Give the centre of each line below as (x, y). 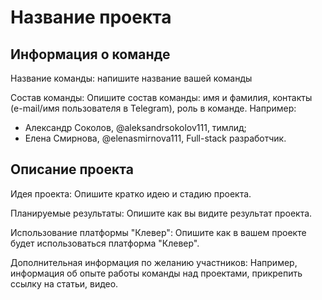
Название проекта (91, 17)
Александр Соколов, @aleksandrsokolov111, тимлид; (135, 127)
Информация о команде (90, 54)
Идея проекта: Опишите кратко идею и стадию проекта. (131, 193)
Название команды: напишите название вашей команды (131, 78)
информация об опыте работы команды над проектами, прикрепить (156, 273)
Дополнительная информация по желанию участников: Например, (154, 262)
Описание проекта (72, 169)
